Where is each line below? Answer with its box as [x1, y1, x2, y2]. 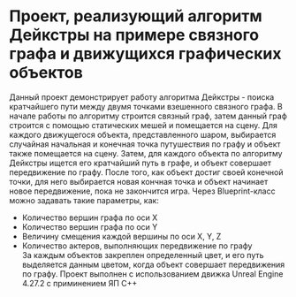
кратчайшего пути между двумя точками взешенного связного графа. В [9, 101, 283, 111]
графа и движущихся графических [9, 44, 282, 64]
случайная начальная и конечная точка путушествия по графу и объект [9, 139, 281, 149]
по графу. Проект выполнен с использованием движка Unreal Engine [21, 268, 284, 279]
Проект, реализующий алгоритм [9, 6, 262, 27]
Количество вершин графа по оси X [21, 212, 158, 223]
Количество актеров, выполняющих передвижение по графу [21, 240, 253, 251]
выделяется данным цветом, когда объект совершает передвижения [21, 259, 285, 270]
